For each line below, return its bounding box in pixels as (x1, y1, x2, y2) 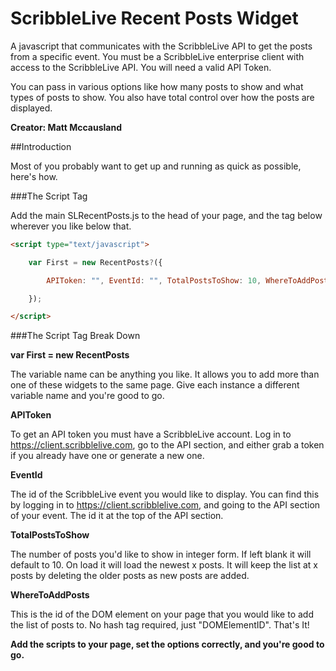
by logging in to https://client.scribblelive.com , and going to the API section (10, 499, 321, 511)
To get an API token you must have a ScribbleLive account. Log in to (10, 428, 292, 441)
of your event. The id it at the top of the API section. (10, 510, 224, 522)
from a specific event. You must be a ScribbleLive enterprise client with (10, 50, 305, 62)
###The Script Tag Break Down (10, 330, 141, 342)
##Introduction (10, 140, 72, 152)
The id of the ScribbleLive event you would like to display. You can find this (10, 488, 320, 501)
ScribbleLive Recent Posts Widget (10, 7, 299, 30)
